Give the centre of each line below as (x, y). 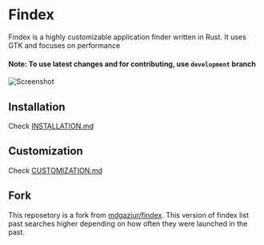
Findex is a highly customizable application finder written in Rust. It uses (127, 37)
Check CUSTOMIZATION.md (55, 171)
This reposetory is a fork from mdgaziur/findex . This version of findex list (129, 215)
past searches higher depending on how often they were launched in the (128, 223)
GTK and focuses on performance (64, 45)
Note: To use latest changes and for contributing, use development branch (132, 64)
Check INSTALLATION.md (51, 126)
